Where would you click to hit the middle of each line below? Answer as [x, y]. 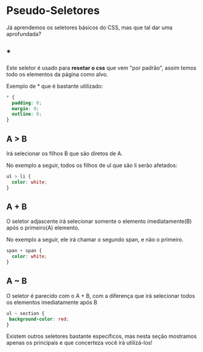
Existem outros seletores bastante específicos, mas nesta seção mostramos [101, 336]
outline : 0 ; [27, 114]
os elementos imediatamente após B [52, 302]
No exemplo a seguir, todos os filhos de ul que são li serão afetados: [92, 165]
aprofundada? [24, 33]
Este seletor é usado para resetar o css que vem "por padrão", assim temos [101, 68]
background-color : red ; [39, 319]
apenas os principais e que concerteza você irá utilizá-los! [80, 343]
